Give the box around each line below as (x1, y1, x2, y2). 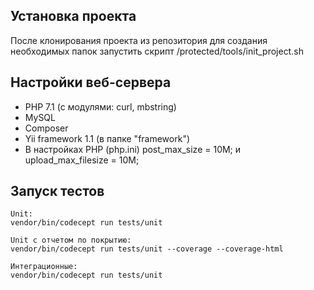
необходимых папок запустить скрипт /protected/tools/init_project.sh (10, 45, 304, 57)
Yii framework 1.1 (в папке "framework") (24, 132, 191, 144)
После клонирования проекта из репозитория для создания (10, 34, 268, 46)
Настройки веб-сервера (10, 74, 172, 91)
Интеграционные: (10, 262, 78, 272)
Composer (24, 122, 69, 134)
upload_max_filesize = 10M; (24, 154, 140, 166)
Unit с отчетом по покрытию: (10, 235, 132, 246)
